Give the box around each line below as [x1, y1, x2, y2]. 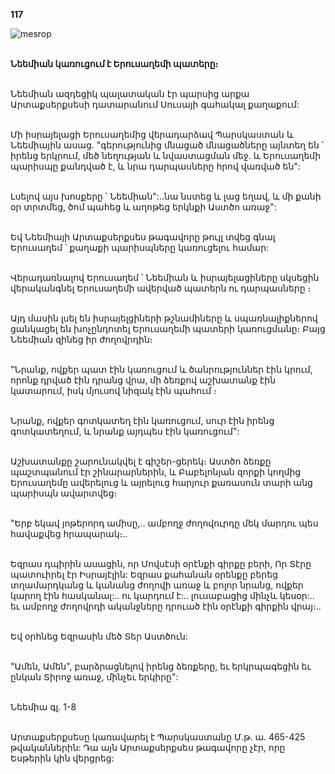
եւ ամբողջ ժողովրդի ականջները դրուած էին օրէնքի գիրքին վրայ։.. [10, 600, 322, 612]
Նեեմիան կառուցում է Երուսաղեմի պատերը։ [10, 58, 219, 69]
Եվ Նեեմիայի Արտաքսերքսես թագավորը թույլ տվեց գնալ [10, 231, 276, 243]
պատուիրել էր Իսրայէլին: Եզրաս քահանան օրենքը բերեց [10, 569, 278, 580]
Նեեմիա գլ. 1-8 [10, 701, 77, 713]
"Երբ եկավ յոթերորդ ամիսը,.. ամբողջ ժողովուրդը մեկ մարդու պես [10, 517, 319, 529]
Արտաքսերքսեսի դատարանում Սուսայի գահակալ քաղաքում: [10, 99, 300, 110]
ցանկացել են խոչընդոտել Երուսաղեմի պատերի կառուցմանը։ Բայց [10, 323, 326, 334]
